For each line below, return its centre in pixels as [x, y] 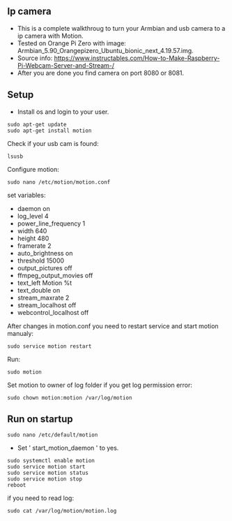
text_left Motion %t [45, 283]
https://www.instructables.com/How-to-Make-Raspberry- [137, 58]
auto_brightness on [45, 253]
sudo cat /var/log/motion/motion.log [62, 511]
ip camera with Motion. [50, 36]
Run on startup [40, 419]
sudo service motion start [46, 467]
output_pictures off [45, 267]
